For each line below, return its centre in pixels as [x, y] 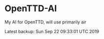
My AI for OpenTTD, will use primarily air [45, 22]
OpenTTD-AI [31, 9]
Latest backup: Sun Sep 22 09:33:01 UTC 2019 [52, 31]
